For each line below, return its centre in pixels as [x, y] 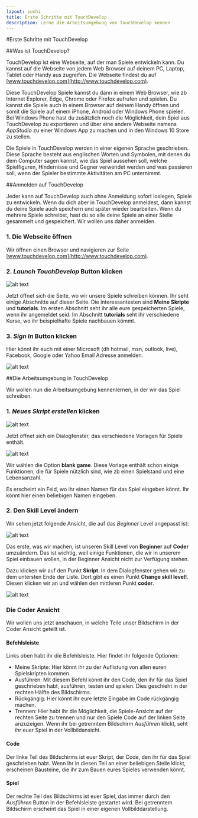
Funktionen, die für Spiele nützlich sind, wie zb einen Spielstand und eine [95, 471]
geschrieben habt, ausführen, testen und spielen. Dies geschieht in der [101, 686]
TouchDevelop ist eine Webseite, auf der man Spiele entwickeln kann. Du [95, 62]
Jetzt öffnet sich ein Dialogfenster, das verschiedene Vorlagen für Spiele [95, 436]
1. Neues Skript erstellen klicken [53, 411]
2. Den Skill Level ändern [42, 511]
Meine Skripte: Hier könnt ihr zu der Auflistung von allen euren [90, 667]
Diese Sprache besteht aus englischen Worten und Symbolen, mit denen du [98, 154]
